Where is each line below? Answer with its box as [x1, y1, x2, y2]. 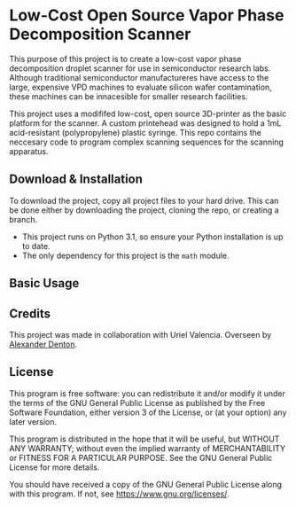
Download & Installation [9, 172, 144, 187]
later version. [9, 416, 58, 426]
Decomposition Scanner [9, 24, 191, 44]
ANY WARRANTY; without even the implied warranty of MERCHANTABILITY [9, 442, 286, 453]
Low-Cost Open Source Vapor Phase [9, 5, 284, 26]
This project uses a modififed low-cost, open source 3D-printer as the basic [9, 108, 287, 119]
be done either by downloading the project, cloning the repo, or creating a [9, 205, 279, 215]
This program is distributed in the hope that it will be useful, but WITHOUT [9, 434, 280, 444]
